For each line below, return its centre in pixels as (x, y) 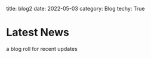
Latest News (38, 33)
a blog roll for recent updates (42, 49)
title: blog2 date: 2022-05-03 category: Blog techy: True (75, 9)
